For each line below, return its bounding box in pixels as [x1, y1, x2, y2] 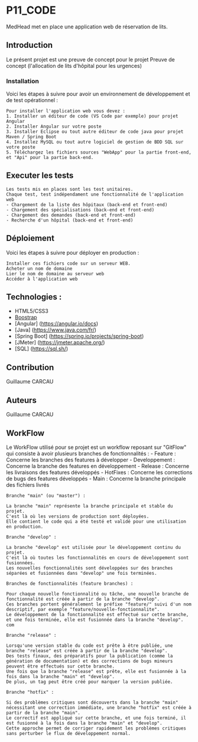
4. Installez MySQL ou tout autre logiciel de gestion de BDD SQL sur [6, 139, 184, 145]
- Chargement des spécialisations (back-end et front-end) [6, 207, 155, 213]
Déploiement [6, 233, 55, 243]
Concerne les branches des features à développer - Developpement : [6, 456, 176, 463]
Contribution [6, 362, 54, 372]
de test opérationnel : [6, 97, 58, 104]
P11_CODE [6, 4, 56, 17]
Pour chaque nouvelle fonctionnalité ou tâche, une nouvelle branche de [6, 591, 189, 597]
